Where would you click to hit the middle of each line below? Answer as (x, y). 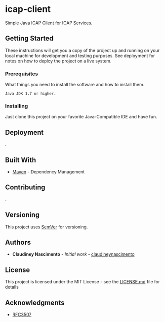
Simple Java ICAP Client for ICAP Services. (49, 23)
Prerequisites (21, 74)
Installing (17, 106)
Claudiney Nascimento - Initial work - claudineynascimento (73, 254)
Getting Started (29, 38)
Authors (18, 242)
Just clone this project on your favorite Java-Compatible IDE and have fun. (81, 117)
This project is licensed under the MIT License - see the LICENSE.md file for (82, 282)
